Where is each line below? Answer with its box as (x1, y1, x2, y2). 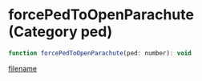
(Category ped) (8, 22, 113, 41)
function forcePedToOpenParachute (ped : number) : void (8, 49, 192, 57)
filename (8, 63, 38, 73)
